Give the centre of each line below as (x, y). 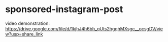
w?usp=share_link (24, 34)
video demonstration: (27, 23)
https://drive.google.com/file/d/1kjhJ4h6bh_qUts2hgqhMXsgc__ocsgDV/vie (84, 28)
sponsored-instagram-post (64, 9)
